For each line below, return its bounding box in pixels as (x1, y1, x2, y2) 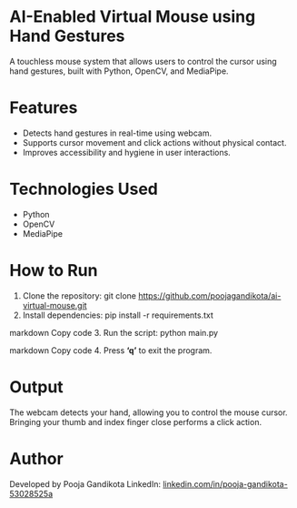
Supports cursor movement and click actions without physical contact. (22, 137, 287, 147)
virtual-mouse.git (22, 300, 88, 310)
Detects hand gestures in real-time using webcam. (22, 127, 212, 138)
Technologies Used (9, 179, 159, 199)
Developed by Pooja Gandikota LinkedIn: (9, 478, 162, 489)
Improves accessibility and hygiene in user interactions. (22, 147, 232, 157)
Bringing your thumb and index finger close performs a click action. (9, 416, 262, 427)
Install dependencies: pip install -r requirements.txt (22, 310, 213, 320)
